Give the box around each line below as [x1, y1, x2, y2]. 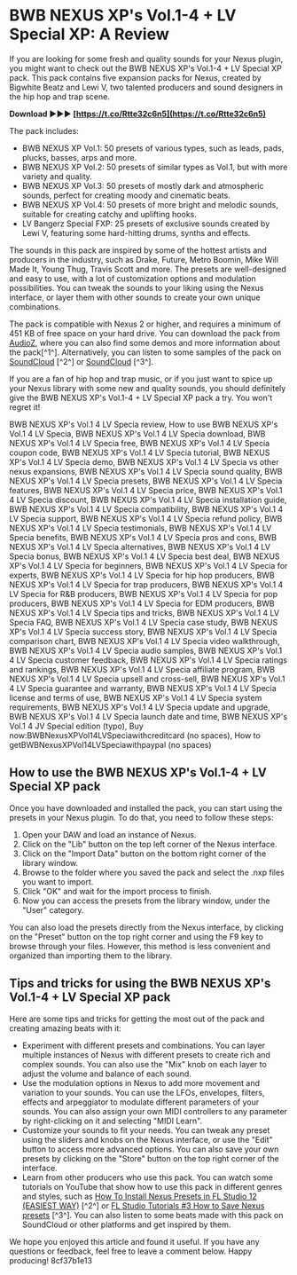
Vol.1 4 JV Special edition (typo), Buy [9, 720, 144, 731]
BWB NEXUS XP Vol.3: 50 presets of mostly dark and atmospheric [21, 180, 264, 191]
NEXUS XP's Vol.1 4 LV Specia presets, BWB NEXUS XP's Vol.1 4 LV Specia [9, 476, 283, 486]
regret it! [9, 401, 41, 413]
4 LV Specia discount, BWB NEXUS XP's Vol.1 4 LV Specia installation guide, [9, 494, 287, 505]
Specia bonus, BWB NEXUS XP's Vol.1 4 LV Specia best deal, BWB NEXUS [9, 551, 281, 562]
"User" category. [21, 904, 84, 915]
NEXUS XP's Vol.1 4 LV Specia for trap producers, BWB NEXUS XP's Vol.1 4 [9, 578, 284, 590]
